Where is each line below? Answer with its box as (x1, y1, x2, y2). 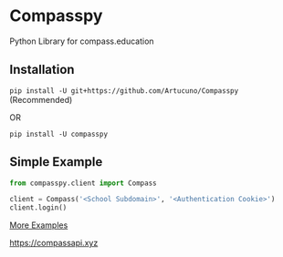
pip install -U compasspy (9, 129, 108, 139)
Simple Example (9, 154, 103, 170)
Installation (9, 62, 75, 77)
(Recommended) (9, 94, 73, 105)
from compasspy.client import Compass (9, 179, 157, 188)
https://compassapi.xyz (9, 238, 99, 249)
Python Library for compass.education (9, 36, 154, 46)
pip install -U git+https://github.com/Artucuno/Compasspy (9, 86, 239, 96)
